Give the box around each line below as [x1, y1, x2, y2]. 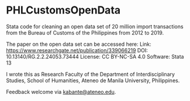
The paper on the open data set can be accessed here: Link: [6, 41, 152, 48]
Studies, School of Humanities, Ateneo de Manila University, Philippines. [6, 77, 180, 84]
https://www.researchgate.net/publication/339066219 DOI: [6, 46, 148, 53]
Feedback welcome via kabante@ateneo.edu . [6, 88, 116, 95]
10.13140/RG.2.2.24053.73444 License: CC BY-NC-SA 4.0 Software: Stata [6, 53, 184, 60]
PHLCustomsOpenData [6, 4, 121, 17]
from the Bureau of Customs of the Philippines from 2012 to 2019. [6, 29, 164, 36]
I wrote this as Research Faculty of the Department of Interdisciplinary [6, 70, 175, 78]
